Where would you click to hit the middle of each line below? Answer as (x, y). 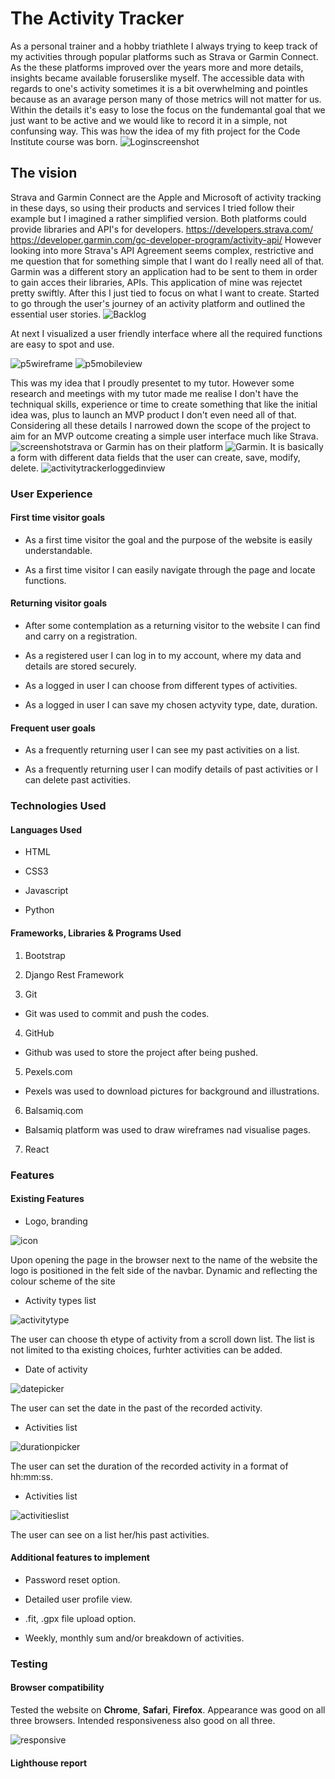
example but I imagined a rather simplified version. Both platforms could (158, 218)
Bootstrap (45, 955)
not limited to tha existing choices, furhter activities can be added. (146, 1349)
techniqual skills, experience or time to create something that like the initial (164, 404)
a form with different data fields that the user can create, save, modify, (155, 457)
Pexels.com (48, 1071)
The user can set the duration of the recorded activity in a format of (149, 1466)
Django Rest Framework (74, 974)
